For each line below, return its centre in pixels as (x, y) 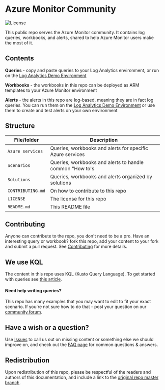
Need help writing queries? (33, 290)
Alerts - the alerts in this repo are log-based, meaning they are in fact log (79, 100)
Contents (20, 58)
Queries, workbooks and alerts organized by (101, 176)
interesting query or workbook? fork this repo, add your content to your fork (82, 241)
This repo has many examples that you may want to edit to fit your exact (78, 302)
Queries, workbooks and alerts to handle (97, 162)
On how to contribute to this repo (88, 191)
